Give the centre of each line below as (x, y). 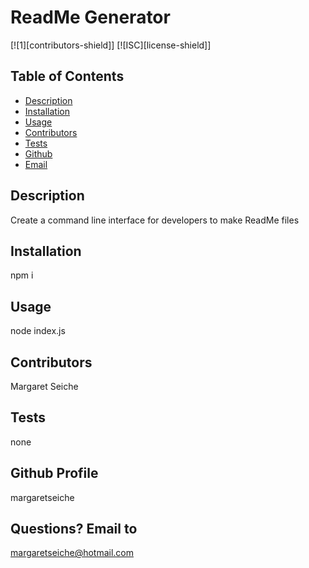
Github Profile (54, 473)
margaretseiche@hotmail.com (72, 553)
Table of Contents (67, 76)
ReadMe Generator (90, 17)
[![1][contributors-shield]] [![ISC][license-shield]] (111, 45)
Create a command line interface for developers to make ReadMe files (155, 220)
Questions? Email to (74, 529)
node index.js (38, 331)
